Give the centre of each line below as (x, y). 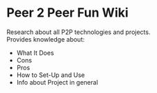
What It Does (35, 53)
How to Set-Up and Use (50, 75)
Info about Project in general (57, 82)
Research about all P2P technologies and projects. (78, 32)
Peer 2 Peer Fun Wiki (68, 13)
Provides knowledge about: (46, 39)
